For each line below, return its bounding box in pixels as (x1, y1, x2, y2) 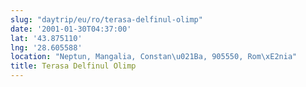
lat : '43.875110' (10, 33, 83, 43)
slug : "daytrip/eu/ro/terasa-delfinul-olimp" (10, 14, 203, 25)
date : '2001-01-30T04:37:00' (10, 24, 132, 34)
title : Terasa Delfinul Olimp (10, 61, 137, 71)
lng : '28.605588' (10, 42, 83, 53)
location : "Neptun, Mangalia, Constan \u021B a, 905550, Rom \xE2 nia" (10, 52, 298, 62)
